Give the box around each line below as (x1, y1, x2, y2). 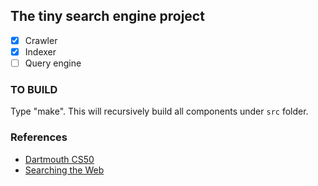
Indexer (24, 45, 57, 58)
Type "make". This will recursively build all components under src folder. (10, 105, 309, 118)
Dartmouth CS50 (24, 153, 95, 165)
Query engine (24, 57, 82, 69)
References (10, 130, 68, 144)
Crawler (24, 34, 58, 46)
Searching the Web (24, 164, 105, 176)
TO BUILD (10, 82, 58, 96)
